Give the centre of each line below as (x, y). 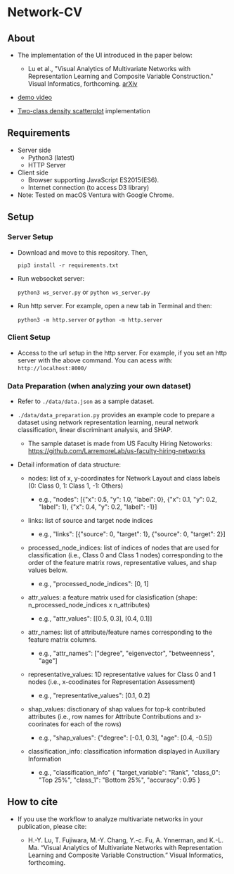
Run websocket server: (51, 278)
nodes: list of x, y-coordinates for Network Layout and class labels (124, 479)
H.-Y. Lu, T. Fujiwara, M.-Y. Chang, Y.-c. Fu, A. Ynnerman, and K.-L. (125, 840)
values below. (48, 570)
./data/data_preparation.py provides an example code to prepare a (116, 415)
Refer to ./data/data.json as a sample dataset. (86, 401)
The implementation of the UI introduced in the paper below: (105, 55)
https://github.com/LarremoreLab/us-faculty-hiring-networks (117, 451)
